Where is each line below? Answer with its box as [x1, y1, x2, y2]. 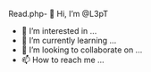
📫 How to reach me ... [21, 54, 105, 65]
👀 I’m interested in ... [21, 26, 97, 36]
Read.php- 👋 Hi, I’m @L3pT [8, 9, 109, 19]
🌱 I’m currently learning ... [21, 36, 117, 45]
